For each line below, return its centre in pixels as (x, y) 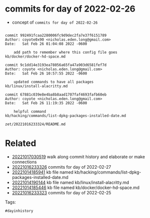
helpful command (30, 111)
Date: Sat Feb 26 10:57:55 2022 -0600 (46, 73)
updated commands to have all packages (54, 82)
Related (20, 143)
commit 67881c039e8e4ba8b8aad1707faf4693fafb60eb (56, 94)
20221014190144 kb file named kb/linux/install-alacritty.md (70, 182)
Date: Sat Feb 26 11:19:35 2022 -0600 (46, 103)
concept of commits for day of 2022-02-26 (55, 22)
